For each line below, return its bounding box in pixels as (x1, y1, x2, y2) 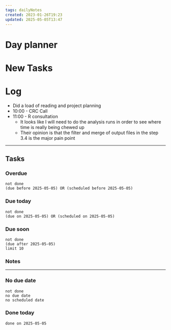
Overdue (5, 170, 27, 176)
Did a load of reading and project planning (12, 103, 101, 109)
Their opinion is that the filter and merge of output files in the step (20, 130, 159, 136)
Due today (5, 197, 32, 205)
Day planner (5, 39, 58, 50)
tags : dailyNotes (5, 7, 42, 13)
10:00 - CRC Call (12, 108, 48, 114)
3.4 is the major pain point (20, 135, 75, 141)
